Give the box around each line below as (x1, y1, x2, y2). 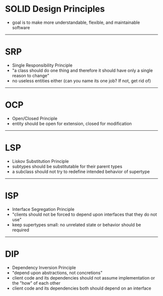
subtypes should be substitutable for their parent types (12, 163, 123, 169)
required (12, 227, 30, 233)
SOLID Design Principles (5, 3, 105, 15)
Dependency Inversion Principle (12, 264, 76, 270)
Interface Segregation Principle (12, 206, 75, 212)
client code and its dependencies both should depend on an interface (12, 285, 151, 291)
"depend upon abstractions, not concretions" (12, 270, 103, 276)
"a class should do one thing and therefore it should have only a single (12, 67, 153, 73)
